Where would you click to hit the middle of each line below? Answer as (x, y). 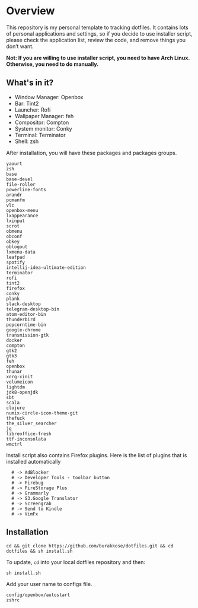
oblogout (17, 247)
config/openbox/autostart (38, 595)
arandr (14, 195)
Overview (31, 11)
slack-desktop (24, 304)
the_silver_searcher (32, 423)
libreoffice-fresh (29, 434)
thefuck (16, 418)
